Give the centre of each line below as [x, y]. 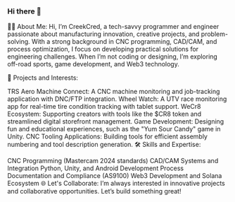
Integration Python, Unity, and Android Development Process [96, 168]
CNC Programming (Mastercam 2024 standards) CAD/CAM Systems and [113, 161]
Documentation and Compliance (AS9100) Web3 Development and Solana [115, 176]
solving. [19, 42]
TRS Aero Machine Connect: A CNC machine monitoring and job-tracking [114, 92]
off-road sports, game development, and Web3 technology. [93, 64]
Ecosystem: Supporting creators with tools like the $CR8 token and [104, 114]
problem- [215, 34]
